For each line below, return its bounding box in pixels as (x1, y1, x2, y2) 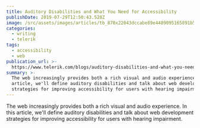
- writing (11, 31, 36, 37)
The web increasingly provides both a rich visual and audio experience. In (6, 102, 187, 110)
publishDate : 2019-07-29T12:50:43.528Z (6, 14, 105, 20)
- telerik (11, 36, 36, 42)
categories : (6, 25, 36, 32)
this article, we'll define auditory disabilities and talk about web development (6, 108, 194, 116)
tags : (6, 42, 20, 48)
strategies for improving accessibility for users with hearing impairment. (6, 115, 183, 122)
